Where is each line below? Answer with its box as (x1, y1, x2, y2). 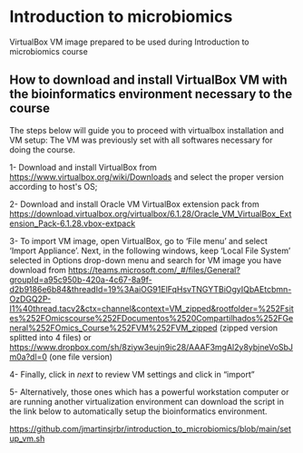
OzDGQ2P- (9, 293, 52, 304)
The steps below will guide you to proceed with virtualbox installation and (9, 124, 284, 135)
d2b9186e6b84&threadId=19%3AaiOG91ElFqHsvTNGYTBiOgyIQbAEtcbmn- (9, 283, 292, 294)
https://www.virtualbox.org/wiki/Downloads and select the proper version (9, 171, 284, 182)
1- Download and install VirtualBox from (9, 162, 157, 172)
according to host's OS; (9, 181, 98, 192)
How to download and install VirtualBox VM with (9, 73, 288, 88)
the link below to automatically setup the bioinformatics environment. (9, 406, 268, 417)
